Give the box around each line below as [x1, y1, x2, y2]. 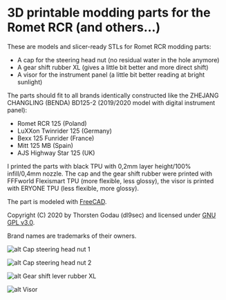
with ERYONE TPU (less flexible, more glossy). [7, 184, 140, 192]
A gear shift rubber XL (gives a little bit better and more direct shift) [17, 63, 209, 71]
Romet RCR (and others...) [7, 19, 161, 35]
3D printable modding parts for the [7, 5, 211, 21]
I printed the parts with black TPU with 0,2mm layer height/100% [7, 162, 191, 170]
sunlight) [17, 77, 43, 86]
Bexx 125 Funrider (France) [17, 133, 95, 142]
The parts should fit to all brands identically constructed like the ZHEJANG [7, 91, 219, 100]
